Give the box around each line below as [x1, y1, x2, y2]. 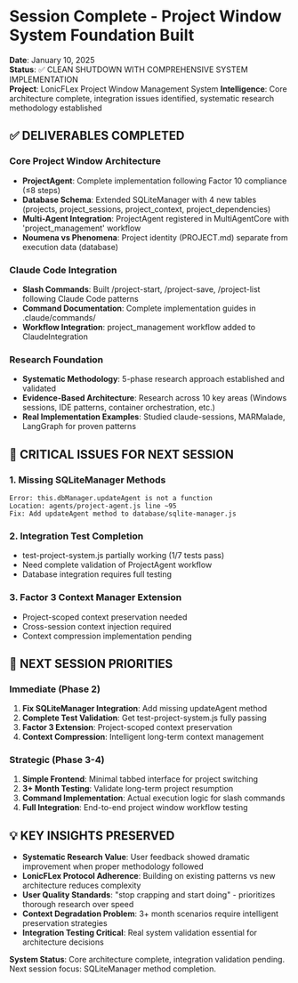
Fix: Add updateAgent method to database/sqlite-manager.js [9, 509, 238, 518]
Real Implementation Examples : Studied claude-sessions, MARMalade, [21, 411, 286, 422]
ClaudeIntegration [21, 331, 89, 342]
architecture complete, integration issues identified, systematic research [9, 93, 275, 103]
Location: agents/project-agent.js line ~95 [9, 501, 177, 510]
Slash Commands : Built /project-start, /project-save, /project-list [21, 283, 261, 295]
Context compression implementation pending [21, 630, 193, 641]
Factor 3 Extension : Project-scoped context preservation [21, 722, 233, 733]
